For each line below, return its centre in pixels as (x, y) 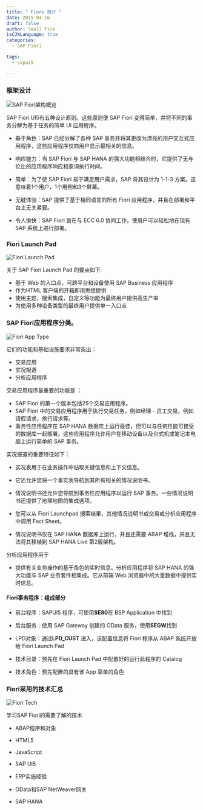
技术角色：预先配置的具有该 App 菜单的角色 (69, 672)
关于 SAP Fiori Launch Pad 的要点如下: (54, 270)
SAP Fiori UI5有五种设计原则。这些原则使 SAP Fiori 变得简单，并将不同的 (97, 117)
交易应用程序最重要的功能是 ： (44, 390)
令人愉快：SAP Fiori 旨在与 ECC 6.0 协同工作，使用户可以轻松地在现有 (103, 220)
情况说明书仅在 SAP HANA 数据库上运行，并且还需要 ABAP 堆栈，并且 (102, 534)
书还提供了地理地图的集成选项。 (55, 500)
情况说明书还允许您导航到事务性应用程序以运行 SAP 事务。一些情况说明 (104, 493)
